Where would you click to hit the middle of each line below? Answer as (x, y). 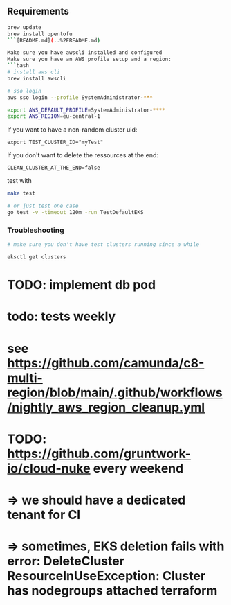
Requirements (38, 11)
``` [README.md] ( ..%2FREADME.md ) (54, 40)
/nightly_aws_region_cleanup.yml (106, 407)
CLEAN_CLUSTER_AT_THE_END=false (54, 168)
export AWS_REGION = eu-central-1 (54, 116)
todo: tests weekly (62, 316)
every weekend (138, 468)
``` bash (18, 66)
